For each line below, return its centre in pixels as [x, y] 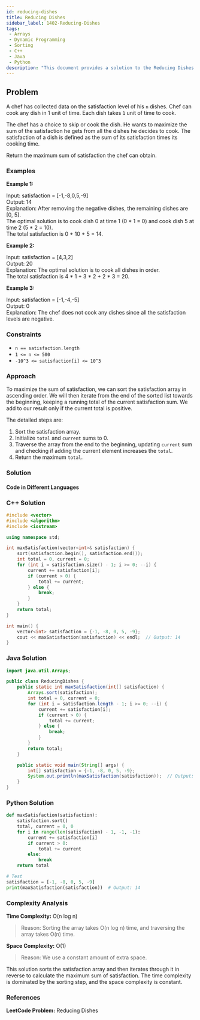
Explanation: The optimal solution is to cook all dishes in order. [83, 270]
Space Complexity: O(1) [36, 946]
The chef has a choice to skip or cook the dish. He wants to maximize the [97, 124]
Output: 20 [19, 264]
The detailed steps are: [35, 420]
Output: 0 [18, 306]
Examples [21, 171]
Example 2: [20, 246]
